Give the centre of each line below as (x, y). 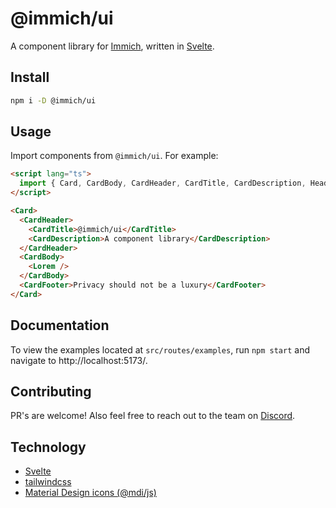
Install (30, 77)
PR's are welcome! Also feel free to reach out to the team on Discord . (153, 416)
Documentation (60, 325)
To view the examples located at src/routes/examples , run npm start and (160, 349)
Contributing (51, 392)
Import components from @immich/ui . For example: (114, 156)
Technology (48, 447)
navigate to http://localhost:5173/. (79, 360)
